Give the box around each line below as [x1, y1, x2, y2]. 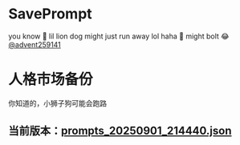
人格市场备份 [8, 70, 94, 89]
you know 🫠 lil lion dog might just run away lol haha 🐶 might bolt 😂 [8, 31, 230, 41]
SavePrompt [8, 5, 92, 23]
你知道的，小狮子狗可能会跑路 [8, 98, 107, 108]
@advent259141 [8, 39, 62, 49]
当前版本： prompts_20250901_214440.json [8, 124, 232, 138]
